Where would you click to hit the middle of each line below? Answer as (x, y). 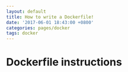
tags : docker (22, 33)
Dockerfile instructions (64, 62)
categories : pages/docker (38, 28)
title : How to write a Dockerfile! (50, 17)
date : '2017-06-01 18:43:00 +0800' (50, 22)
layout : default (26, 11)
